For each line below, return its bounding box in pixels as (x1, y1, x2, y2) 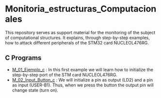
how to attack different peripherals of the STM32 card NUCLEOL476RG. (5, 40, 149, 45)
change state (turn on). (12, 87, 58, 93)
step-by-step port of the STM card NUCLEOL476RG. (12, 71, 117, 78)
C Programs (5, 54, 42, 62)
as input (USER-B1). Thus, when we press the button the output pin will (12, 82, 154, 88)
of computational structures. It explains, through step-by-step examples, (5, 35, 150, 41)
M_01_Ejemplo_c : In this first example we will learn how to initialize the (12, 67, 154, 72)
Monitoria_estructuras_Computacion (5, 3, 157, 14)
